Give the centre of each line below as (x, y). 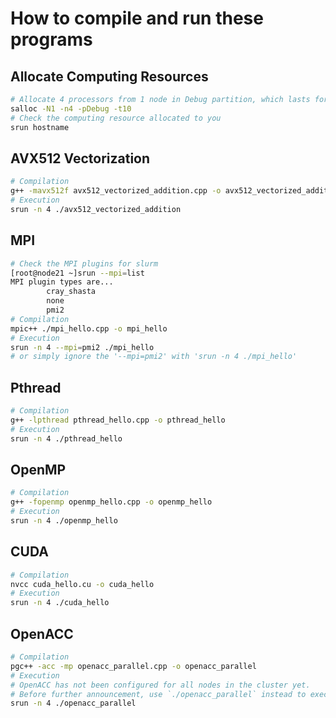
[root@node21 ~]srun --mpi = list (77, 273)
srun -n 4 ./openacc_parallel (73, 703)
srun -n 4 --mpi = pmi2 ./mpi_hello (82, 347)
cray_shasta (71, 292)
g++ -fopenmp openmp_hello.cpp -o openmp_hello (111, 502)
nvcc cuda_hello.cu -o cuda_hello (82, 584)
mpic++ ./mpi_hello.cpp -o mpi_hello (89, 328)
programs (51, 39)
